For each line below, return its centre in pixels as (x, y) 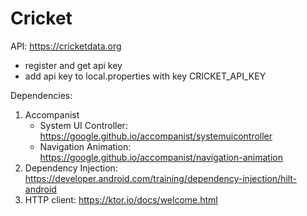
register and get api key (73, 65)
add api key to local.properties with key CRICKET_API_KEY (145, 76)
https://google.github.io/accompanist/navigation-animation (161, 157)
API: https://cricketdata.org (66, 46)
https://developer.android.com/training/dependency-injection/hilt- (161, 178)
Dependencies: (41, 95)
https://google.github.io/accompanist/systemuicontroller (156, 136)
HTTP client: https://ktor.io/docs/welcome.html (121, 199)
